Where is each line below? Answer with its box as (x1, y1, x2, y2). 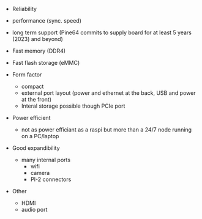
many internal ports (21, 156, 71, 163)
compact (21, 83, 44, 90)
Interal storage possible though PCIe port (21, 102, 125, 109)
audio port (21, 206, 48, 213)
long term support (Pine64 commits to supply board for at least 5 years (12, 29, 192, 36)
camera (30, 169, 50, 176)
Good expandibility (12, 144, 60, 152)
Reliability (12, 6, 37, 12)
